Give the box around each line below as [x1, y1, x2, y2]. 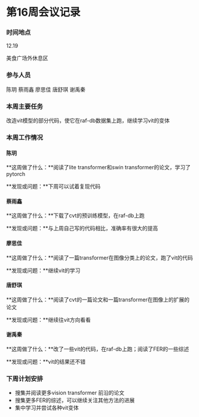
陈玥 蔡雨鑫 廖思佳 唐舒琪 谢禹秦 [6, 86, 85, 93]
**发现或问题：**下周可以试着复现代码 [6, 183, 101, 190]
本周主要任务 [6, 102, 44, 111]
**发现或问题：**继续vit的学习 [6, 267, 81, 274]
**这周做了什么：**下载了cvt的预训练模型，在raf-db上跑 [6, 212, 145, 219]
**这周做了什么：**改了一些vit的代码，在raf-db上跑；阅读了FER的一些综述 [6, 345, 189, 353]
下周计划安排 [6, 375, 44, 383]
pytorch [6, 171, 26, 178]
